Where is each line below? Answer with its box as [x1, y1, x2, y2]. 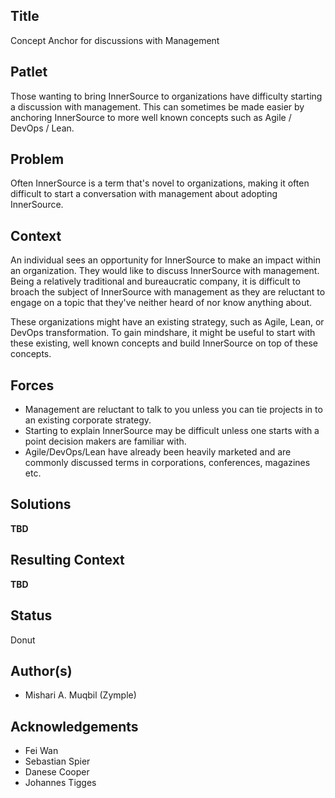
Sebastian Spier [24, 755, 91, 768]
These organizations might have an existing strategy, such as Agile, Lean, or [10, 316, 325, 328]
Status [10, 607, 53, 624]
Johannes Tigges [24, 777, 97, 789]
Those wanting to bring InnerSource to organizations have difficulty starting [10, 90, 323, 102]
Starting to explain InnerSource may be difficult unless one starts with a [24, 425, 320, 437]
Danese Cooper [24, 766, 90, 778]
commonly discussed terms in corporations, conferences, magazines [24, 457, 311, 469]
